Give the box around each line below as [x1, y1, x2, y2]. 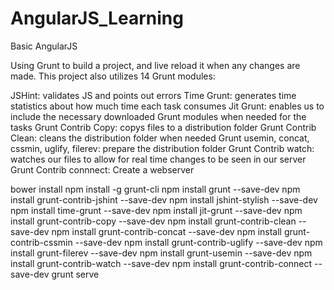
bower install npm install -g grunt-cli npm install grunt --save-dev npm [10, 183, 301, 195]
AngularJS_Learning [10, 7, 184, 30]
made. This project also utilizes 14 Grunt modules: [10, 70, 216, 82]
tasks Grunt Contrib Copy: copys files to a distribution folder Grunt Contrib [10, 121, 317, 133]
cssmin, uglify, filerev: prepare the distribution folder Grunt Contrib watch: [10, 142, 315, 154]
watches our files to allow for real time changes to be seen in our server [10, 153, 307, 165]
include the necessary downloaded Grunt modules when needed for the [10, 110, 307, 122]
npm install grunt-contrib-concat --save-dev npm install [51, 225, 282, 237]
